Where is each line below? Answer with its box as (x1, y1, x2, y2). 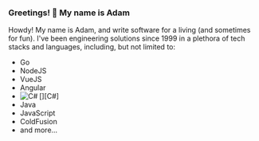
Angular (19, 83, 46, 92)
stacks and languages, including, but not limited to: (8, 42, 176, 52)
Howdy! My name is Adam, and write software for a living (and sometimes (8, 25, 251, 35)
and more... (19, 125, 58, 135)
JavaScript (19, 108, 56, 118)
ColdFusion (19, 117, 57, 127)
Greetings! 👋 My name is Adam (8, 7, 130, 18)
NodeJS (19, 66, 47, 76)
